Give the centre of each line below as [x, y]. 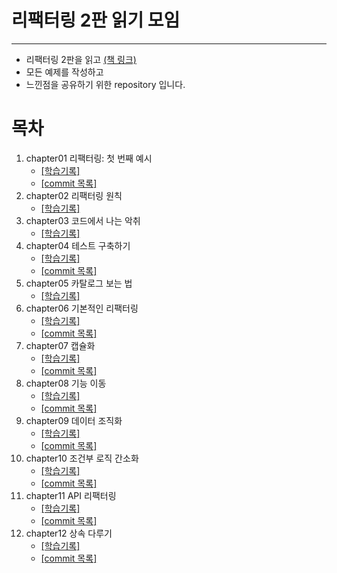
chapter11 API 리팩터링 [71, 495]
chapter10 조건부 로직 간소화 [82, 458]
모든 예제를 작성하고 [64, 72]
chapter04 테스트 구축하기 [78, 245]
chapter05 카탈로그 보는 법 [79, 283]
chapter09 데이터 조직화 [74, 420]
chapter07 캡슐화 [60, 345]
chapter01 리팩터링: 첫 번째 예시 [89, 158]
